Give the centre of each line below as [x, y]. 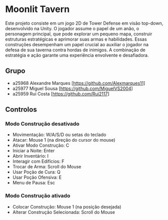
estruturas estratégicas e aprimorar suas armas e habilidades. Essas [76, 39]
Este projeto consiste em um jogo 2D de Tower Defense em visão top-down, [84, 23]
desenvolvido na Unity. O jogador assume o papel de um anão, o [72, 28]
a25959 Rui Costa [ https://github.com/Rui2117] [61, 93]
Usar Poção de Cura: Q [36, 172]
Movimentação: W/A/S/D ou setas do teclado [59, 135]
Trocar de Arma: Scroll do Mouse [47, 167]
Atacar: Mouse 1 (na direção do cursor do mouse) [64, 140]
